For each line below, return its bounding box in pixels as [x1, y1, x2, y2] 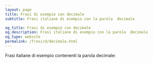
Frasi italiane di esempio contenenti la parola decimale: [5, 52, 116, 58]
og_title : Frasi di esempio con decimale [5, 25, 91, 30]
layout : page [5, 7, 32, 12]
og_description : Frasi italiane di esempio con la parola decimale [5, 30, 148, 35]
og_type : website [5, 34, 41, 39]
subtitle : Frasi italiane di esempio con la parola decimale [5, 16, 135, 21]
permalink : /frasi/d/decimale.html [5, 39, 78, 44]
